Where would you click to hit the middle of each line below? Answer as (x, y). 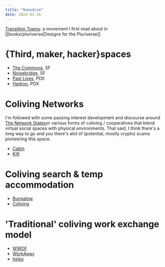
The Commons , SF (31, 68)
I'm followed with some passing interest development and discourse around (83, 118)
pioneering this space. (28, 139)
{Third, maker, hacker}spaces (68, 54)
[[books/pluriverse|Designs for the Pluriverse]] (53, 34)
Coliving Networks (44, 104)
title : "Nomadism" (24, 10)
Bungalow (23, 199)
